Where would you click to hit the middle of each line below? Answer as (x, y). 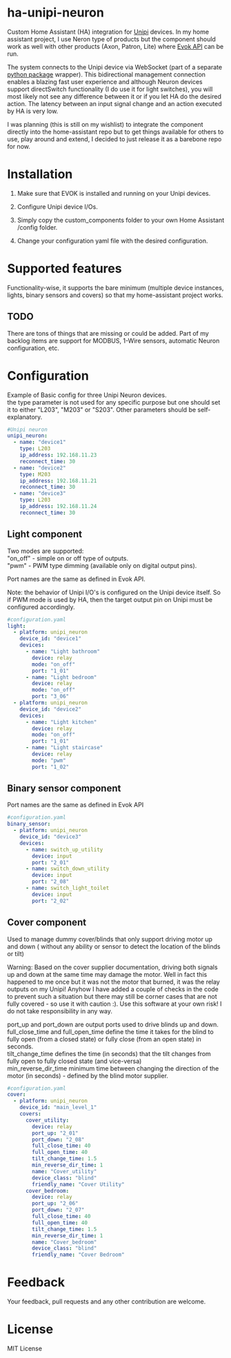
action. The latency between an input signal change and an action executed (114, 103)
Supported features (64, 268)
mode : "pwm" (49, 760)
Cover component (47, 923)
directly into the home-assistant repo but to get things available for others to (115, 132)
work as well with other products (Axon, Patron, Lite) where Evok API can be (115, 46)
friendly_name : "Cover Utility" (79, 1184)
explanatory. (25, 417)
